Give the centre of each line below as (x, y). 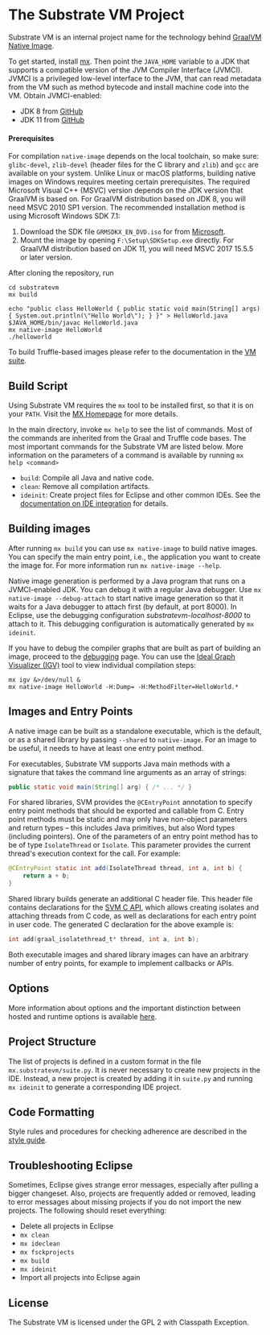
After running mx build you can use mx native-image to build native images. (133, 548)
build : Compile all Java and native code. (87, 478)
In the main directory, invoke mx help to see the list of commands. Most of (131, 429)
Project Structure (52, 1042)
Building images (49, 529)
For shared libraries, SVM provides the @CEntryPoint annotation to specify (131, 802)
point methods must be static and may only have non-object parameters (128, 819)
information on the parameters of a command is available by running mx (126, 455)
